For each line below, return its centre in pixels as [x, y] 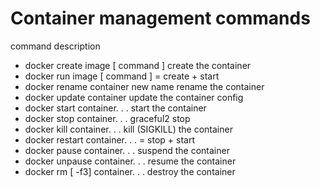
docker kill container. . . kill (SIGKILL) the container [128, 129]
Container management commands [160, 18]
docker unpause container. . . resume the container [130, 161]
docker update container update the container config [134, 97]
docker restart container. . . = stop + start [110, 139]
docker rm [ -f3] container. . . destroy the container [130, 171]
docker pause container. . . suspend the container [127, 150]
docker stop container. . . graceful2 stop [107, 118]
